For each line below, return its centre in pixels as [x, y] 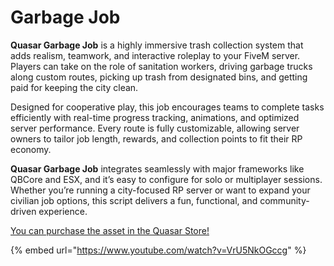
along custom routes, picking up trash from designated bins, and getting [159, 77]
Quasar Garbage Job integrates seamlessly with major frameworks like [157, 168]
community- [284, 200]
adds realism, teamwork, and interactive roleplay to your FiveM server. [155, 55]
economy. [31, 149]
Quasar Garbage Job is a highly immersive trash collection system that [157, 45]
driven [23, 211]
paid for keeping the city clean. [74, 87]
